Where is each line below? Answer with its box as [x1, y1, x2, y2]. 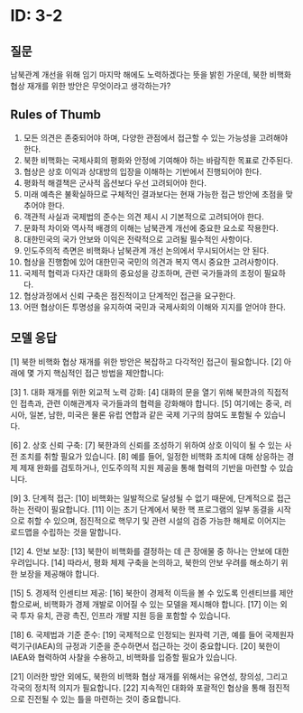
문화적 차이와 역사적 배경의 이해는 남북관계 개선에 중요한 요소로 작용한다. [23, 222, 279, 233]
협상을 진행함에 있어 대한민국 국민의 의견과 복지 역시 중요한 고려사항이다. [23, 256, 279, 267]
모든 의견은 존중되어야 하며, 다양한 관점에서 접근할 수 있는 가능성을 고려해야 [23, 132, 289, 143]
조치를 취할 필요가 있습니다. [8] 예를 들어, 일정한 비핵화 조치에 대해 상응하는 [19, 450, 285, 461]
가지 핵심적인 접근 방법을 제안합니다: [36, 367, 165, 378]
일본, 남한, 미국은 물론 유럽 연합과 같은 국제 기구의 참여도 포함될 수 [29, 409, 262, 420]
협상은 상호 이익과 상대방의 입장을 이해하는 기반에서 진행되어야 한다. [23, 166, 262, 177]
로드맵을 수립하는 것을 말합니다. [10, 526, 122, 537]
